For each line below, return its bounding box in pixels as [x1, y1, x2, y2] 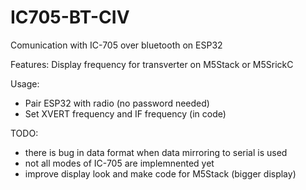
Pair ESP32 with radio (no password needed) [24, 97, 210, 109]
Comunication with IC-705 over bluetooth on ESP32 [10, 39, 223, 51]
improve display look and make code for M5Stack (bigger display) [24, 167, 297, 180]
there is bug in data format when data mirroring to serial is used [24, 146, 288, 158]
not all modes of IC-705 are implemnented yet [24, 157, 215, 169]
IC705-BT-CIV [10, 6, 130, 29]
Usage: [10, 77, 40, 90]
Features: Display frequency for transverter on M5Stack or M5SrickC [10, 58, 294, 70]
